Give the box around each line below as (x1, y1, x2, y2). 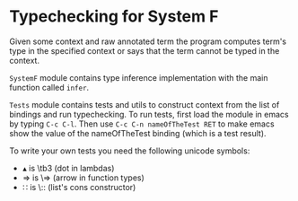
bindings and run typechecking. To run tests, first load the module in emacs (9, 109, 289, 119)
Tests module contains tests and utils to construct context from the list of (9, 99, 280, 109)
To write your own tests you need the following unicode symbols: (9, 145, 250, 156)
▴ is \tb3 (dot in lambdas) (22, 162, 115, 173)
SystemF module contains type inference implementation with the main (9, 72, 268, 83)
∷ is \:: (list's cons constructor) (22, 181, 136, 192)
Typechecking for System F (9, 6, 219, 27)
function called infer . (9, 82, 90, 92)
